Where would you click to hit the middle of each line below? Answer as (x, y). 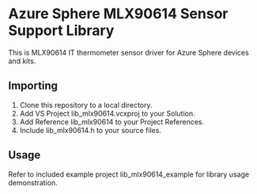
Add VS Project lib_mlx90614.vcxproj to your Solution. (107, 113)
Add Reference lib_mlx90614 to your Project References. (112, 122)
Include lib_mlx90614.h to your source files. (91, 130)
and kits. (22, 61)
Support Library (61, 30)
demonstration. (33, 182)
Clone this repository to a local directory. (86, 105)
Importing (33, 86)
